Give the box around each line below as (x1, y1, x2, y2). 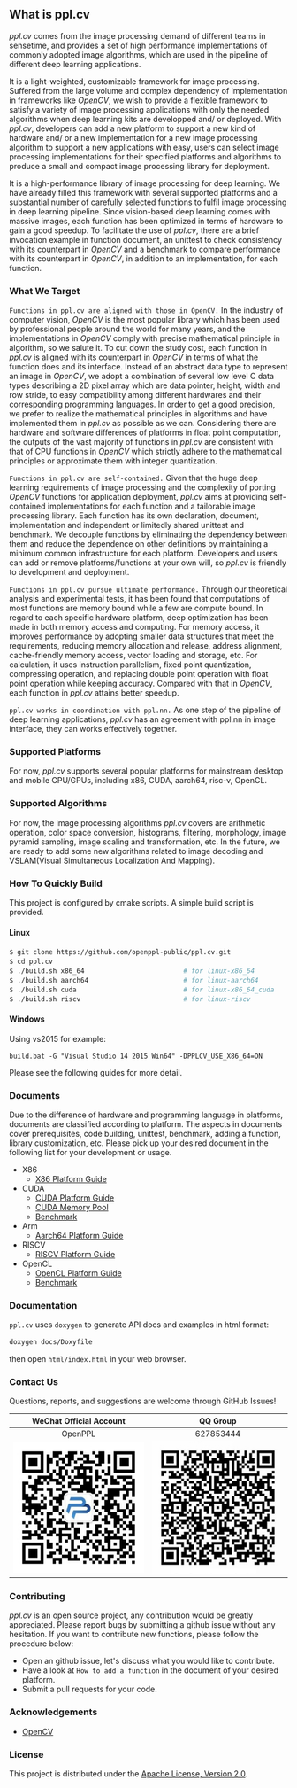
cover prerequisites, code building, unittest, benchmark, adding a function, (9, 1128, 281, 1139)
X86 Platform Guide (34, 1173, 108, 1184)
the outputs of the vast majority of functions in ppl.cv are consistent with (9, 437, 274, 447)
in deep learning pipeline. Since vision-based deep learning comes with (9, 206, 270, 216)
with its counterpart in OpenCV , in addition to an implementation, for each (9, 253, 278, 264)
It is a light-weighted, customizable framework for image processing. (9, 75, 260, 87)
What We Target (9, 284, 80, 297)
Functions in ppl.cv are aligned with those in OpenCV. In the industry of (9, 305, 284, 315)
